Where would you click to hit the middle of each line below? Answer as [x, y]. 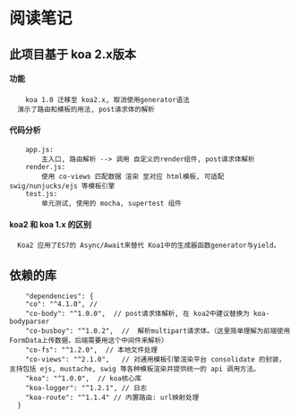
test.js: [42, 193]
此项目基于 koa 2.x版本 [73, 54]
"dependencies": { [60, 296]
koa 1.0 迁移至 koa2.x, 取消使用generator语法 [107, 99]
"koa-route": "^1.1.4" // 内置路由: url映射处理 [112, 397]
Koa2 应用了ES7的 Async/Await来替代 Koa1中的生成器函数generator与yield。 [149, 246]
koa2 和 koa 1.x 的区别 [51, 224]
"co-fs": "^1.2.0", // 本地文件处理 [92, 350]
